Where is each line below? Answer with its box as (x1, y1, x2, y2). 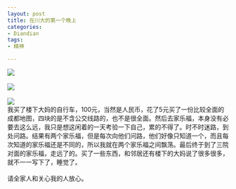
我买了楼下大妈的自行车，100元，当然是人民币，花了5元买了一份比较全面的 (7, 105, 225, 113)
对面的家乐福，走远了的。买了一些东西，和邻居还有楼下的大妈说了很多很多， (7, 149, 229, 157)
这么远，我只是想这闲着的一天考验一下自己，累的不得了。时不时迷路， (19, 123, 223, 131)
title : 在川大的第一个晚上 (7, 17, 77, 24)
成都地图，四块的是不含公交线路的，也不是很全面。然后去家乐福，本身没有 (7, 114, 223, 122)
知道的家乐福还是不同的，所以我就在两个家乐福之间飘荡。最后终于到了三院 (13, 141, 229, 148)
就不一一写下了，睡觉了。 (7, 158, 81, 166)
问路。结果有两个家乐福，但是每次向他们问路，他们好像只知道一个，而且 (13, 131, 223, 140)
